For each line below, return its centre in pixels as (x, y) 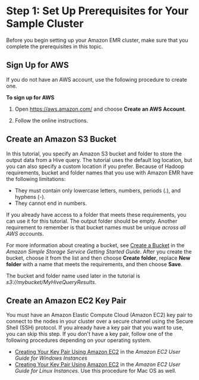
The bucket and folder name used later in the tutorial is (73, 276)
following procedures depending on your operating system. (79, 340)
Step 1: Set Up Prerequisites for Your (97, 11)
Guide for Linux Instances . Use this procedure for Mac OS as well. (95, 371)
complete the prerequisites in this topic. (55, 46)
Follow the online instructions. (51, 120)
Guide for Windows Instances (51, 358)
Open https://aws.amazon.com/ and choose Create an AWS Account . (100, 109)
